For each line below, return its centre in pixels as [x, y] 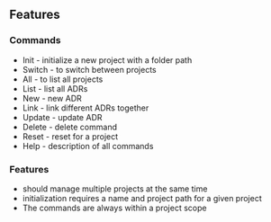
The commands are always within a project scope [114, 208]
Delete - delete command [69, 127]
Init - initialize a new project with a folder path [107, 60]
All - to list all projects [63, 79]
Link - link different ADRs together [86, 108]
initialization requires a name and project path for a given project [142, 198]
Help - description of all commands [88, 146]
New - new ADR [52, 98]
